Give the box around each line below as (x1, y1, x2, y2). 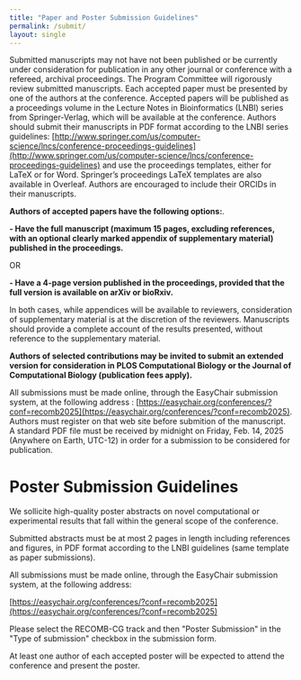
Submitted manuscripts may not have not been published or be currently (9, 55, 279, 66)
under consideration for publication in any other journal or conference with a (9, 64, 292, 75)
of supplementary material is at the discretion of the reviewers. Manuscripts (9, 314, 290, 325)
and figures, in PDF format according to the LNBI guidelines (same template (9, 542, 289, 554)
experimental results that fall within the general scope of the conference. (9, 515, 279, 527)
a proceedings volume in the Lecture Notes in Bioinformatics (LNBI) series (9, 103, 284, 113)
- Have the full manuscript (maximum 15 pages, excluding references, (9, 223, 276, 234)
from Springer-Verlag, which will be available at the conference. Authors (9, 112, 277, 122)
